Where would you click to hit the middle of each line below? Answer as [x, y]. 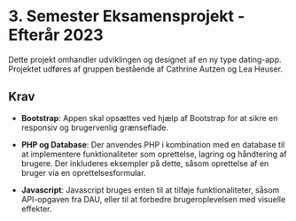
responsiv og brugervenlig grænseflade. [95, 127]
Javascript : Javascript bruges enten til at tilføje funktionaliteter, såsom [150, 190]
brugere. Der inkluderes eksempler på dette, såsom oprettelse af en [145, 163]
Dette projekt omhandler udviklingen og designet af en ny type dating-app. [145, 59]
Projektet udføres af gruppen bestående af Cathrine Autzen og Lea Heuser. [145, 69]
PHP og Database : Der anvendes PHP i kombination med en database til [153, 144]
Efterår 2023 [56, 35]
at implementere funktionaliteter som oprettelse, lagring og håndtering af [154, 154]
